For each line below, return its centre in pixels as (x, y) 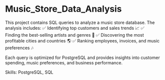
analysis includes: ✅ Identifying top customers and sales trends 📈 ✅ (75, 28)
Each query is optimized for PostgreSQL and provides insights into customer (82, 58)
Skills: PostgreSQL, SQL (29, 72)
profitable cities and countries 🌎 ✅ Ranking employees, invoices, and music (82, 40)
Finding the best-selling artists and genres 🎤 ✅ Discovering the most (75, 35)
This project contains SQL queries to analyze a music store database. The (80, 22)
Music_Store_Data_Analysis (64, 9)
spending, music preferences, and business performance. (64, 62)
